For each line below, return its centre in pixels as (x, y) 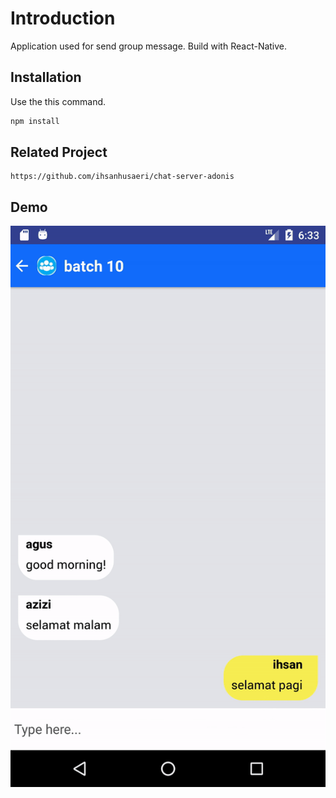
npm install (35, 121)
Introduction (63, 18)
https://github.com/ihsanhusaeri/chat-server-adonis (122, 177)
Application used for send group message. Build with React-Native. (149, 46)
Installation (46, 77)
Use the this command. (58, 101)
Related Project (59, 152)
